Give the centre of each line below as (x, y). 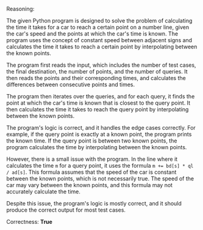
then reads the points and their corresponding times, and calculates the (96, 78)
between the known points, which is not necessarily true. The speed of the (100, 179)
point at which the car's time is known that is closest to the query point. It (98, 103)
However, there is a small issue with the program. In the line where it (92, 159)
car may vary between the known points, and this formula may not (89, 185)
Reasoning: (20, 9)
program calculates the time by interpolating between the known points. (97, 147)
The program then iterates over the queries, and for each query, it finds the (101, 96)
